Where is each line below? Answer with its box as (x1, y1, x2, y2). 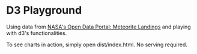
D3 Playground (6, 4, 82, 17)
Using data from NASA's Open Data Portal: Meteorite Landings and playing (6, 23, 191, 30)
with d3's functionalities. (6, 29, 67, 36)
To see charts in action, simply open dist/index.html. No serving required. (6, 41, 188, 48)
